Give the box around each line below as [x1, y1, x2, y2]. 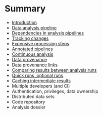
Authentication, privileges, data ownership [11, 88, 99, 94]
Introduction [11, 19, 37, 25]
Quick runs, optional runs [11, 72, 63, 78]
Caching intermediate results [11, 78, 71, 84]
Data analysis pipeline [11, 24, 57, 30]
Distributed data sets [11, 93, 55, 100]
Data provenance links [11, 62, 58, 68]
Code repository [11, 99, 46, 105]
